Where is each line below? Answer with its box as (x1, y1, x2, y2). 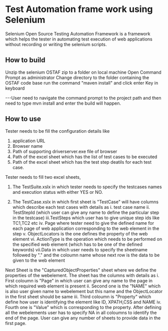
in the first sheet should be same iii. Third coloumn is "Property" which (5, 293, 151, 299)
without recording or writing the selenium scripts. (5, 41, 107, 47)
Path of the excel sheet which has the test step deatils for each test (12, 159, 152, 165)
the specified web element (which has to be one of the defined (12, 241, 143, 247)
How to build (5, 56, 46, 65)
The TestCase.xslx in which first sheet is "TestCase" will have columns (12, 199, 159, 205)
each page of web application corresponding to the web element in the (12, 225, 159, 231)
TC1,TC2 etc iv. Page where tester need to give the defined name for (12, 220, 154, 226)
